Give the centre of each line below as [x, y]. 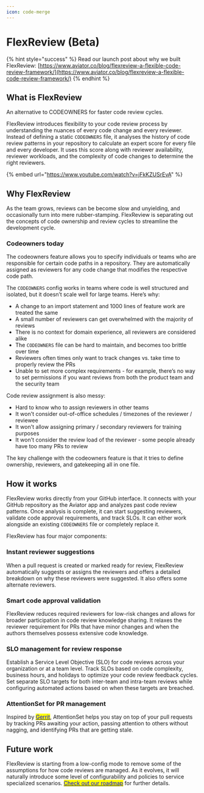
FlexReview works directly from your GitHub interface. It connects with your [101, 499]
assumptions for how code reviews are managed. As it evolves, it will [93, 770]
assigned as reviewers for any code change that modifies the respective [97, 270]
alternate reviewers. [31, 585]
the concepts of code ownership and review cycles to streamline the [92, 221]
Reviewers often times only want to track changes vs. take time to [98, 358]
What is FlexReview [44, 97]
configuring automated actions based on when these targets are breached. [100, 688]
